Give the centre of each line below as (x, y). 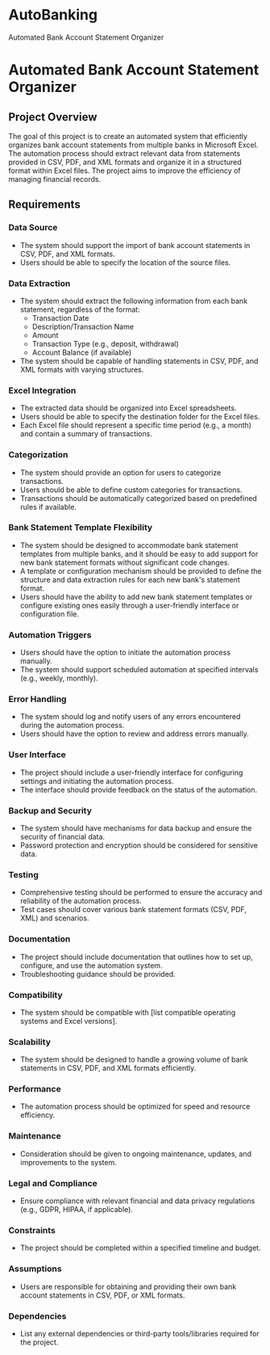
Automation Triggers (50, 634)
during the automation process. (72, 726)
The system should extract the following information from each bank (134, 301)
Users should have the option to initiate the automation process (125, 653)
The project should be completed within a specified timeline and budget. (140, 1248)
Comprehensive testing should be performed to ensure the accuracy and (141, 892)
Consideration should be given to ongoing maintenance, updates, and (136, 1154)
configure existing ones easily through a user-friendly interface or (129, 605)
